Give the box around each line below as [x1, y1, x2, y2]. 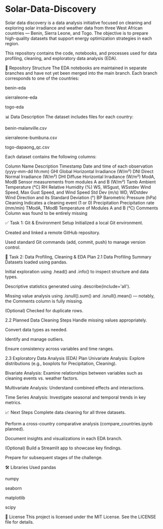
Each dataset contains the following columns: [5, 153, 97, 159]
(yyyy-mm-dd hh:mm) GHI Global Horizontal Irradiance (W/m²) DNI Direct [5, 168, 154, 174]
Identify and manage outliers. [5, 336, 65, 342]
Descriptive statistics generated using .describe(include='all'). [5, 283, 131, 289]
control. [5, 244, 21, 250]
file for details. [5, 519, 34, 525]
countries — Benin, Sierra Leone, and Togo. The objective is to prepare [5, 30, 148, 36]
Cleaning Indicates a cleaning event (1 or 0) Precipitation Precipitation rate [5, 200, 155, 206]
